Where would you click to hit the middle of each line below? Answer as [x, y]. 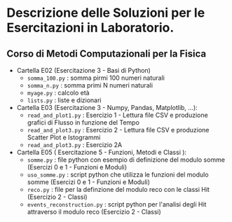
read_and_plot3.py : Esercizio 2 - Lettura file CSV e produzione [118, 130]
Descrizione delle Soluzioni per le [106, 13]
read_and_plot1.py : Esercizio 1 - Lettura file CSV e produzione [117, 115]
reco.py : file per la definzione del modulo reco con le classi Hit [118, 189]
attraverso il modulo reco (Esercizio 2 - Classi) [94, 212]
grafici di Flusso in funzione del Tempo [83, 123]
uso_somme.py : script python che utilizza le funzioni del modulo [118, 174]
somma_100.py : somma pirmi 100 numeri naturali [96, 78]
